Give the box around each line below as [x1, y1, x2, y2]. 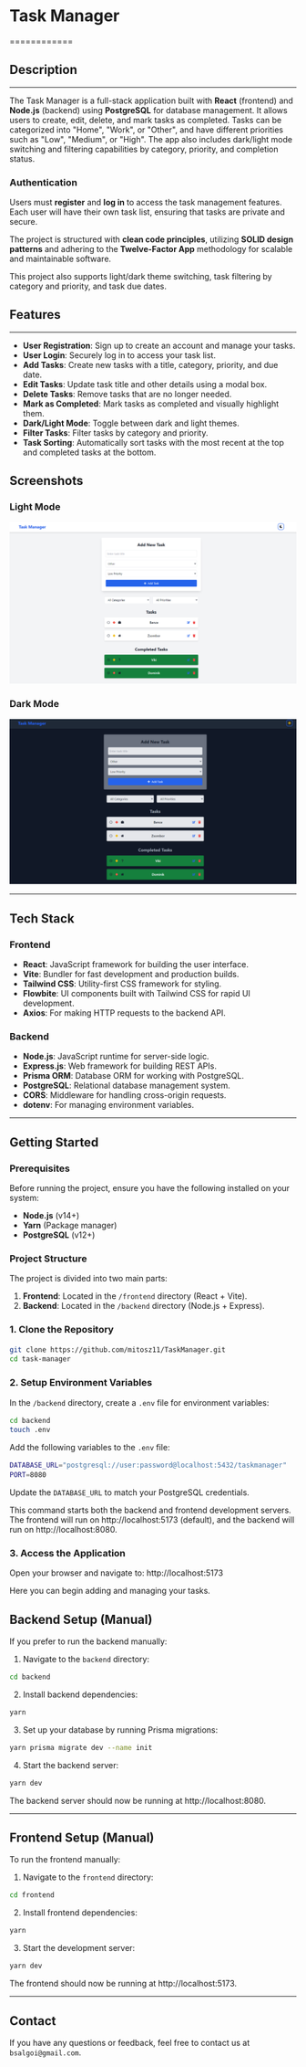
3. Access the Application [9, 1546, 126, 1559]
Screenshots [9, 473, 84, 489]
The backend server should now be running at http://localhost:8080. [9, 1795, 267, 1806]
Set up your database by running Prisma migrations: [22, 1724, 219, 1735]
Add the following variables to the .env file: [9, 1442, 170, 1453]
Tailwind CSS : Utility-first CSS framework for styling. [22, 978, 222, 989]
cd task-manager [9, 1355, 71, 1364]
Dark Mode [9, 698, 59, 711]
